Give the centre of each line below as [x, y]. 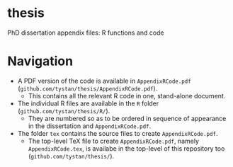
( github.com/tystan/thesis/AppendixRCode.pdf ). [87, 88]
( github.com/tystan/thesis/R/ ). [64, 110]
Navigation [40, 61]
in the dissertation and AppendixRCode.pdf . [90, 126]
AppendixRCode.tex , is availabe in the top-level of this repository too [126, 148]
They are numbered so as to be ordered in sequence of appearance [127, 118]
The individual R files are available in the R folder [88, 103]
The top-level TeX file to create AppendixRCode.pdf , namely [114, 141]
